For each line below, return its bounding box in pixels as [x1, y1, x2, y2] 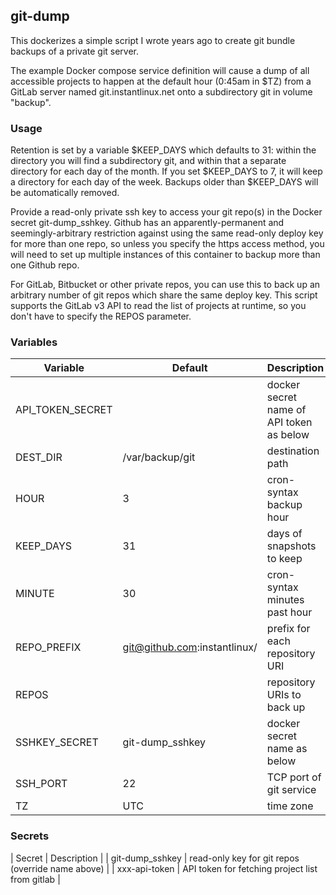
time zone [266, 799, 314, 813]
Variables [10, 335, 58, 349]
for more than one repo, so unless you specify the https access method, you [10, 238, 325, 250]
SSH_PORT [15, 777, 68, 791]
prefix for [266, 622, 311, 636]
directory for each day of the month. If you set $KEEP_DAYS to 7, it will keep [10, 165, 323, 178]
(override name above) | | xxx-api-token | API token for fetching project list [10, 862, 318, 874]
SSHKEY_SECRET [15, 735, 99, 749]
